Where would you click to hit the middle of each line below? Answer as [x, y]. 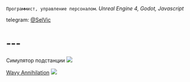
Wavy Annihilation [28, 72]
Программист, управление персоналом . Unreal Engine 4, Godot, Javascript [95, 8]
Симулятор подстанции [36, 60]
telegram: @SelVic [29, 20]
